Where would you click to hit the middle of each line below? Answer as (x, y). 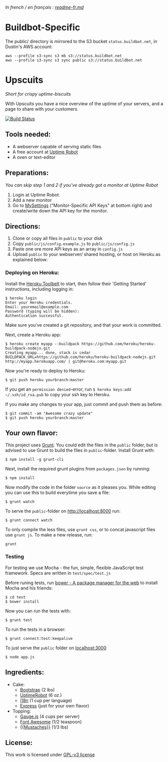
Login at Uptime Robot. (36, 194)
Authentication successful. (35, 316)
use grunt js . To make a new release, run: (49, 535)
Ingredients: (25, 673)
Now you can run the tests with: (38, 611)
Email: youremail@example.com (37, 307)
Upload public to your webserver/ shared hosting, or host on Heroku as (86, 255)
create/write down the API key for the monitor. (60, 210)
